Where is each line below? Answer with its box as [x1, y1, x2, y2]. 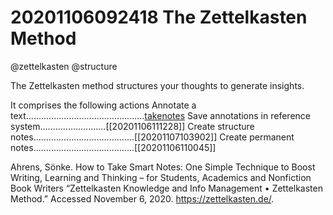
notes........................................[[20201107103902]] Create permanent [10, 131, 295, 143]
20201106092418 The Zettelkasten [10, 6, 308, 29]
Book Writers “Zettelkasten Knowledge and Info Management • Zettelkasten [10, 182, 323, 194]
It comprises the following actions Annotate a [10, 99, 197, 111]
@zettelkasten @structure [10, 60, 118, 72]
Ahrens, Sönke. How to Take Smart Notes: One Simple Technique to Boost [10, 161, 316, 173]
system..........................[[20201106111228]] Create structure [10, 120, 255, 132]
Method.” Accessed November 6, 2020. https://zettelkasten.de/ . [10, 192, 275, 205]
